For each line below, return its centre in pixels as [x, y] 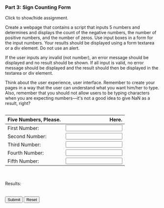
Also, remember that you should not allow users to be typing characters [77, 93]
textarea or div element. [29, 73]
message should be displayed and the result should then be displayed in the [82, 68]
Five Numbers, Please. [34, 120]
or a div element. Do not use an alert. [42, 48]
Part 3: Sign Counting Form [38, 7]
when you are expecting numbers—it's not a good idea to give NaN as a [78, 98]
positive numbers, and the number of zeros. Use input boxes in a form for [79, 38]
